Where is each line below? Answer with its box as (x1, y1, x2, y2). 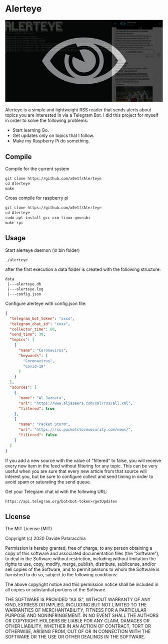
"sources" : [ (9, 385, 37, 390)
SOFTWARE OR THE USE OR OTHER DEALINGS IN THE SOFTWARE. (5, 634, 145, 640)
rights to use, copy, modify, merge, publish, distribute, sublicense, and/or (5, 561, 156, 567)
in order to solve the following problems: (5, 117, 88, 123)
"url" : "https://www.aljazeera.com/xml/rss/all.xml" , (18, 401, 133, 406)
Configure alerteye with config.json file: (5, 300, 86, 306)
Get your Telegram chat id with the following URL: (5, 489, 107, 495)
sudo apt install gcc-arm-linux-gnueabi (5, 215, 91, 221)
